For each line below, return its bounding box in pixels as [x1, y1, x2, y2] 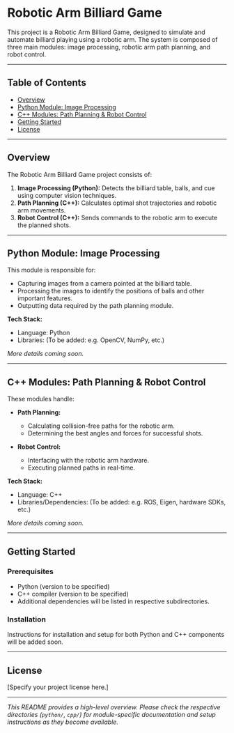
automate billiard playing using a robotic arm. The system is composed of [7, 35, 218, 43]
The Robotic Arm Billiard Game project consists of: [7, 170, 152, 178]
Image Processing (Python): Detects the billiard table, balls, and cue [17, 183, 215, 192]
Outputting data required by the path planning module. [17, 302, 174, 310]
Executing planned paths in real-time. [27, 463, 136, 472]
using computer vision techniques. [17, 191, 117, 199]
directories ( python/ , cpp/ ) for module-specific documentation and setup [7, 710, 216, 718]
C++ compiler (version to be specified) [17, 589, 129, 598]
